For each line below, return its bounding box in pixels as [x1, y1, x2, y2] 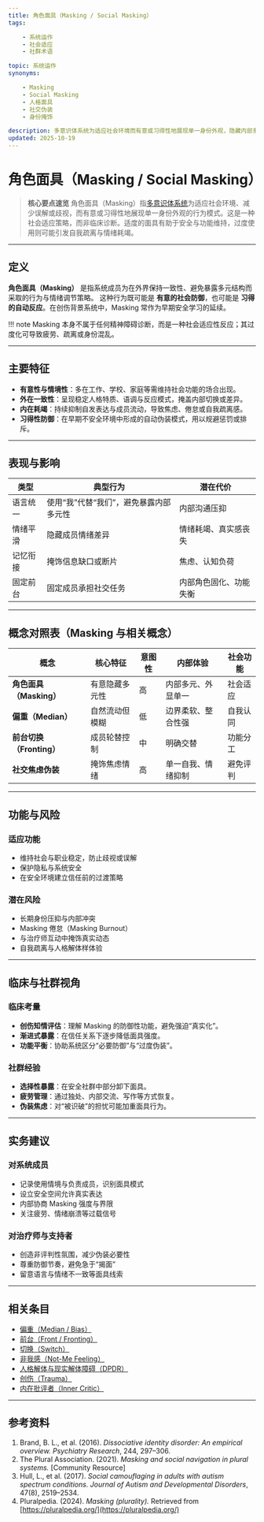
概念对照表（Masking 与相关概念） [8, 626, 178, 639]
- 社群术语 [22, 48, 53, 56]
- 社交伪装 [22, 106, 53, 113]
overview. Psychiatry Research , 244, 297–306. [19, 1446, 171, 1455]
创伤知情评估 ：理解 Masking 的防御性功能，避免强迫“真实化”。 [19, 1021, 222, 1030]
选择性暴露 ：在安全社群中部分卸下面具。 [19, 1081, 151, 1092]
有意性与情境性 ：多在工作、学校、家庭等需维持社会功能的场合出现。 [19, 384, 240, 394]
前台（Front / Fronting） [19, 1334, 98, 1344]
